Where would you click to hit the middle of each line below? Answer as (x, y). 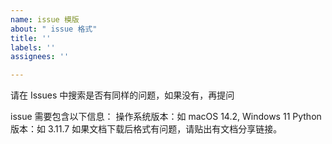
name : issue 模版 (45, 19)
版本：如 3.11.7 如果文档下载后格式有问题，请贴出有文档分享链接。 (146, 129)
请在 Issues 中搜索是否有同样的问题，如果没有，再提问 (122, 95)
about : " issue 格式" (54, 29)
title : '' (31, 38)
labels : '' (33, 47)
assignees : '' (40, 57)
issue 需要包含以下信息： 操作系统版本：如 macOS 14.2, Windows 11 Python (166, 117)
